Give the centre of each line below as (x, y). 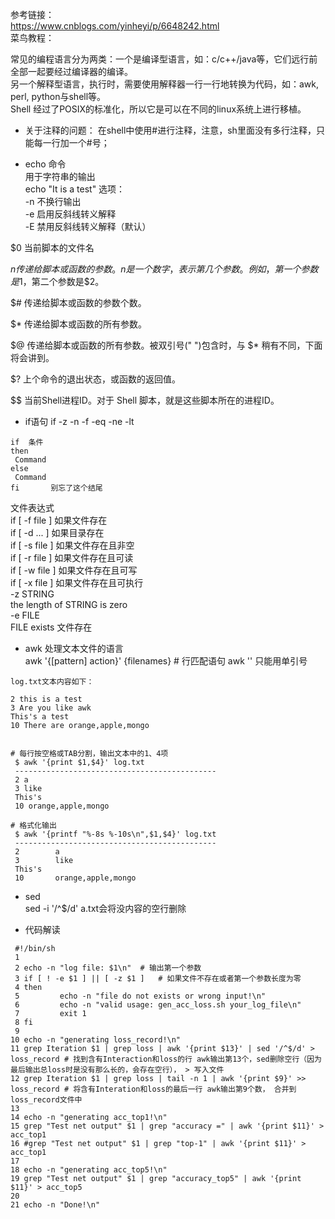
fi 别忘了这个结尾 (56, 488)
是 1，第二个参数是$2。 (57, 281)
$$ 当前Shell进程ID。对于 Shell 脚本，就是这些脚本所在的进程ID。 (145, 400)
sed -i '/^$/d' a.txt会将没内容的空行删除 (105, 908)
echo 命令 (45, 164)
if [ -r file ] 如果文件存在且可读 (72, 557)
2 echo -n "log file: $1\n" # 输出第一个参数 (108, 968)
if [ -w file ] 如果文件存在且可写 (74, 570)
